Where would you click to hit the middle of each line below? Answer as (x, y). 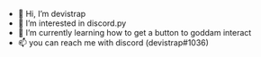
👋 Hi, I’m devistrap (52, 14)
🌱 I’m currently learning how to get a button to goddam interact (135, 33)
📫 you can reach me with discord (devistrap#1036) (113, 43)
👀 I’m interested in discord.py (72, 23)
